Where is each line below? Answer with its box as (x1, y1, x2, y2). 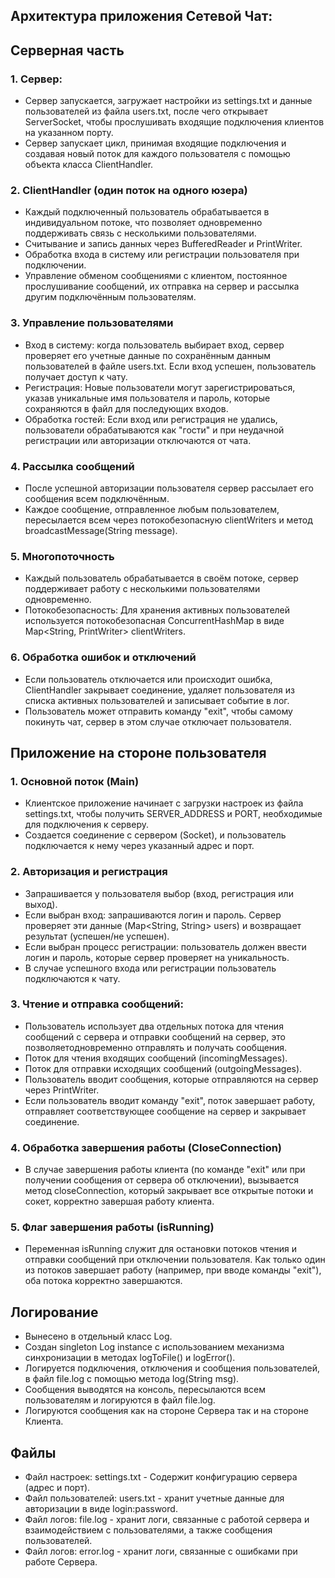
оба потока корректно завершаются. (24, 1275, 183, 1287)
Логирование (10, 1304, 99, 1321)
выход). (24, 898, 58, 910)
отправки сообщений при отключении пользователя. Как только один (24, 1254, 326, 1266)
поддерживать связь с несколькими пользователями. (24, 227, 257, 239)
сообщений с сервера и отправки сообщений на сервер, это (24, 1030, 286, 1043)
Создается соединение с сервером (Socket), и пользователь (24, 829, 287, 841)
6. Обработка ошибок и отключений (10, 650, 197, 664)
